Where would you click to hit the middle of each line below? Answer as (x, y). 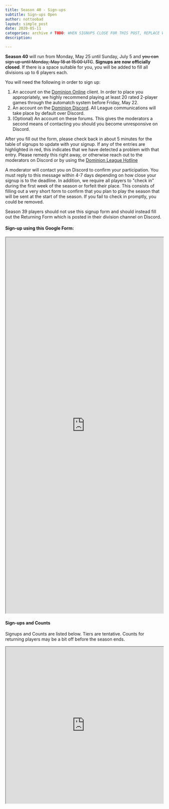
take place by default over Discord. (48, 113)
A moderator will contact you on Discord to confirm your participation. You (82, 170)
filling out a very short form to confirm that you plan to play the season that (82, 191)
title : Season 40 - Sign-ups (35, 10)
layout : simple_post (27, 24)
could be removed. (24, 201)
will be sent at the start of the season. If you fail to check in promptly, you (81, 196)
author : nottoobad (24, 19)
